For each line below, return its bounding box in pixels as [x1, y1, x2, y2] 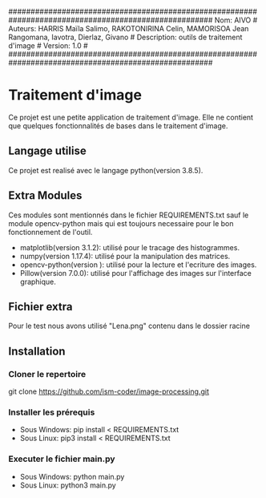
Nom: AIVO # [214, 15, 258, 25]
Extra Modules [8, 188, 83, 203]
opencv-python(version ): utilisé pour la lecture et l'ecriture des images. [19, 260, 257, 269]
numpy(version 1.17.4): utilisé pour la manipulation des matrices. [19, 251, 231, 261]
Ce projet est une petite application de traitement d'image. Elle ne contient [8, 112, 254, 122]
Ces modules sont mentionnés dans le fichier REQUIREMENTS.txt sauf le [8, 210, 249, 220]
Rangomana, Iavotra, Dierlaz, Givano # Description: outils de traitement [8, 32, 243, 42]
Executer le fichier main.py [8, 453, 115, 464]
